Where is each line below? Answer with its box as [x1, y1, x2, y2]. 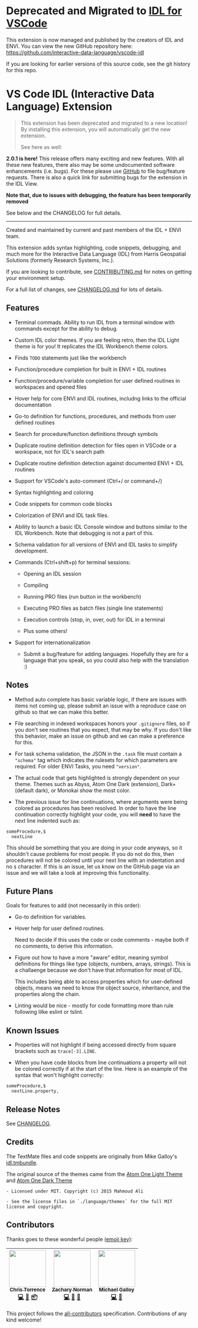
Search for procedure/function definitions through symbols [14, 430, 158, 437]
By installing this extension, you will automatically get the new [20, 125, 171, 133]
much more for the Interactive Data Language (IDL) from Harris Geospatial [6, 250, 186, 257]
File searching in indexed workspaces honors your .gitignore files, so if [14, 720, 190, 727]
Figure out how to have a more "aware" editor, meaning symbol [14, 954, 169, 961]
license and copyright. [6, 1204, 65, 1210]
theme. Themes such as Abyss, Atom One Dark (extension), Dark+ [14, 780, 176, 787]
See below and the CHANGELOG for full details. [6, 209, 122, 217]
